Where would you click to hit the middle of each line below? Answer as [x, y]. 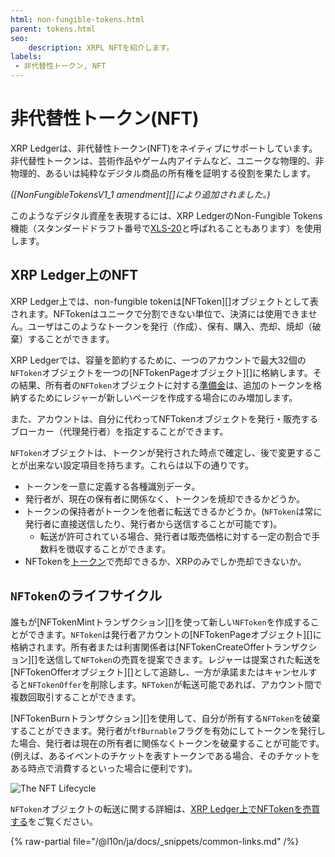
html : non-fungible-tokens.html [77, 19]
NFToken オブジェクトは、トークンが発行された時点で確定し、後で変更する [162, 452]
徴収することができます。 [119, 548]
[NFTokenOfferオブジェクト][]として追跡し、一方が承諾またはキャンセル [159, 672]
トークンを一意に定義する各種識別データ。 [112, 486]
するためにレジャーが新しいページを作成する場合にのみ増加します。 [158, 397]
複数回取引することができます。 [76, 697]
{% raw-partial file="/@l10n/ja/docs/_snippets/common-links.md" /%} [155, 841]
